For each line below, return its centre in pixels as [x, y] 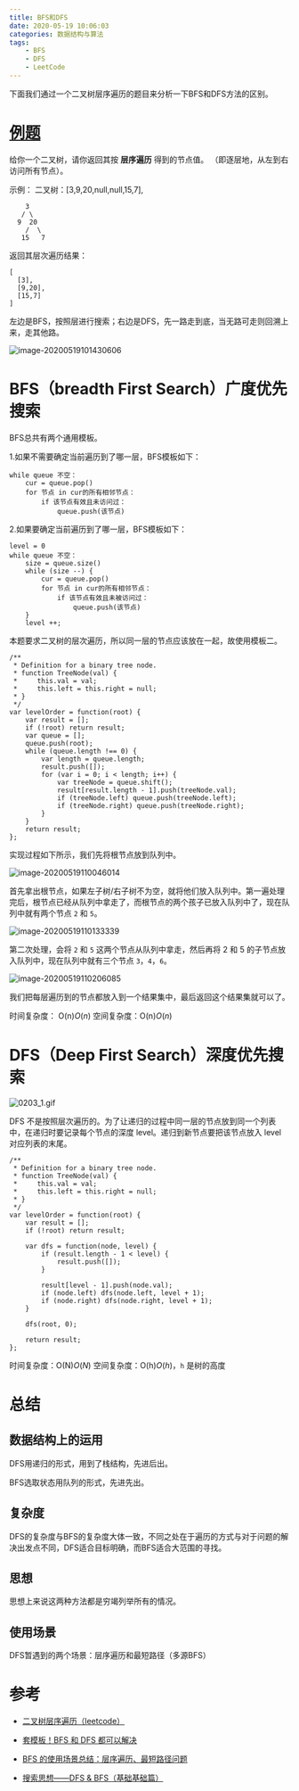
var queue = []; [56, 735]
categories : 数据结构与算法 [57, 34]
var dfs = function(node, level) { [91, 1246]
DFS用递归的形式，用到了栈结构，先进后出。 [91, 1463]
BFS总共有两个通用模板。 [56, 437]
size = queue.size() [63, 563]
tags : [19, 42]
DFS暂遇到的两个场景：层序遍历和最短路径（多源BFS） [110, 1655]
